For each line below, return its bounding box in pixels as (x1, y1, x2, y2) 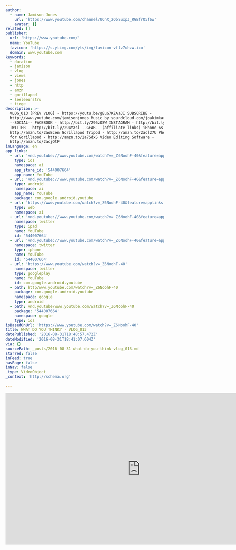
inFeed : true (5, 355, 33, 361)
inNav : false (5, 365, 33, 370)
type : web (14, 205, 35, 210)
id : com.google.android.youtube (14, 280, 82, 285)
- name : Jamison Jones (10, 12, 57, 17)
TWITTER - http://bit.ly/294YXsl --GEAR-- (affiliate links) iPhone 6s (10, 125, 164, 130)
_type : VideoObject (5, 370, 46, 375)
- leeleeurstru (10, 97, 42, 102)
